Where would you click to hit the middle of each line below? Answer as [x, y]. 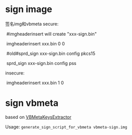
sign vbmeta [32, 103]
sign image [29, 9]
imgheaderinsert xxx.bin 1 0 [35, 83]
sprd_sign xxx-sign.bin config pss [41, 63]
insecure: [15, 73]
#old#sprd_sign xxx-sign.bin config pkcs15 [51, 53]
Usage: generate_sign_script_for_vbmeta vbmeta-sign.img [66, 126]
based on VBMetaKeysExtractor [38, 117]
